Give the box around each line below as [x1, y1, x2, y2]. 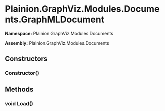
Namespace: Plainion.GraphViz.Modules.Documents [5, 30, 114, 36]
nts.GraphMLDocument [5, 14, 105, 25]
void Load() [5, 100, 33, 107]
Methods [5, 85, 34, 93]
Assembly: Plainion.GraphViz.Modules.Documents [5, 40, 109, 46]
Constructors [5, 55, 48, 63]
